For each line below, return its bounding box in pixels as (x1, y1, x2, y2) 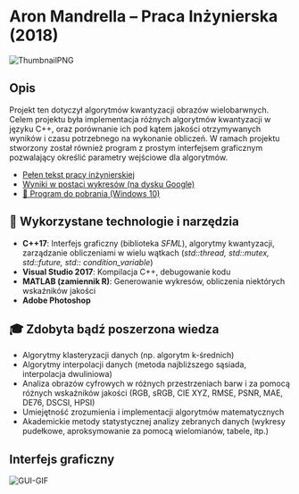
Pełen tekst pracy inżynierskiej (21, 169, 136, 180)
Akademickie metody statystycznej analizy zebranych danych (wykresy (21, 416, 286, 427)
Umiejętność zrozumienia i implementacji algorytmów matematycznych (21, 406, 285, 417)
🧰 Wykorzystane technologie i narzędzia (9, 214, 239, 230)
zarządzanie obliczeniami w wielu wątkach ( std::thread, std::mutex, (21, 247, 270, 258)
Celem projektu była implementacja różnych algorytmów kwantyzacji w (9, 113, 271, 124)
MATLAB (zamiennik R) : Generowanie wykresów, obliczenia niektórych (21, 275, 286, 287)
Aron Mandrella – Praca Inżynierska (9, 6, 278, 27)
